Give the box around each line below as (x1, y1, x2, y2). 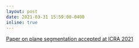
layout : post (6, 8, 38, 15)
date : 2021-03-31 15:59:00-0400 (6, 14, 85, 20)
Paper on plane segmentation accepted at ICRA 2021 (6, 36, 133, 43)
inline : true (6, 19, 38, 25)
